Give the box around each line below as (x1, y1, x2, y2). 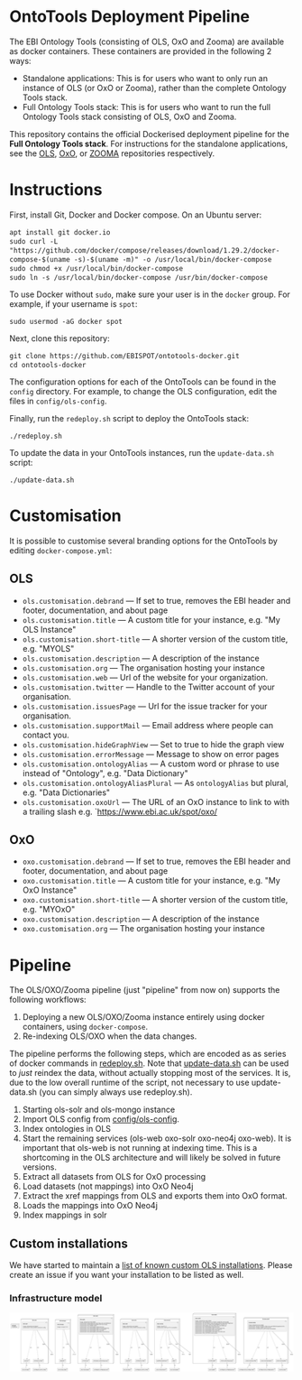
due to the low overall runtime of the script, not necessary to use (9, 1077, 250, 1088)
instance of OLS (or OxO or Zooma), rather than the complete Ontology (22, 82, 287, 93)
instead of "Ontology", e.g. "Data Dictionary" (22, 767, 188, 778)
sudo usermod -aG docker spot (9, 317, 124, 326)
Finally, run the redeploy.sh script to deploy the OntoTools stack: (9, 412, 250, 423)
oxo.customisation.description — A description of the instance (22, 913, 260, 924)
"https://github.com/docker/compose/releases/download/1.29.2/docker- (9, 245, 280, 255)
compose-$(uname (9, 255, 70, 264)
